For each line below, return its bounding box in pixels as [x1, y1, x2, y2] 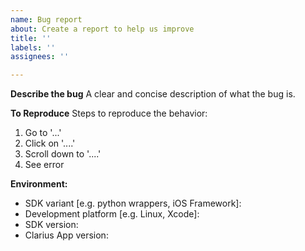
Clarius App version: [24, 229, 109, 241]
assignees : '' [10, 52, 70, 62]
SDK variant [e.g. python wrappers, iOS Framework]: [24, 197, 242, 210]
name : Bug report [10, 14, 83, 25]
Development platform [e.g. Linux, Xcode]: [24, 208, 200, 220]
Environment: [10, 178, 68, 190]
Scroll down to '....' [24, 148, 102, 160]
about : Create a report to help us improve [10, 24, 195, 34]
